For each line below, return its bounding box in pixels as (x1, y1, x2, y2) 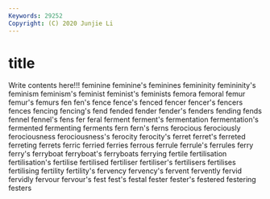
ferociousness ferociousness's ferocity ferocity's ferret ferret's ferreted (8, 132, 246, 142)
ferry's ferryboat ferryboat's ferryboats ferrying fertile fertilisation (8, 149, 227, 159)
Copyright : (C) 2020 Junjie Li (8, 19, 114, 27)
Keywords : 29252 (8, 11, 63, 20)
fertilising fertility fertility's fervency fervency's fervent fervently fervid (8, 166, 243, 176)
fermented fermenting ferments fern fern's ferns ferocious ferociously (8, 123, 241, 133)
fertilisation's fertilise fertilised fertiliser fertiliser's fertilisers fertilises (8, 158, 236, 168)
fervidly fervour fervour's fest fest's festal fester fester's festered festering (8, 175, 256, 184)
